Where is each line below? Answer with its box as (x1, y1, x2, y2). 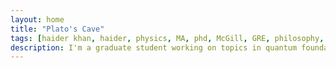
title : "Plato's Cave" (10, 24, 105, 34)
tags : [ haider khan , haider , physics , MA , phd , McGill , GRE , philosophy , (10, 33, 325, 43)
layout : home (10, 14, 65, 25)
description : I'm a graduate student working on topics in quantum (10, 42, 298, 53)
